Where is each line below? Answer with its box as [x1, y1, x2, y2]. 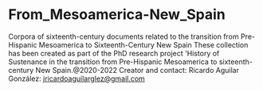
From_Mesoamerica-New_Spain [8, 6, 226, 24]
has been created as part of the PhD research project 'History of [8, 48, 220, 58]
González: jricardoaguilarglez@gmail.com [8, 74, 145, 83]
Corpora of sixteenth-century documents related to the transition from [8, 32, 239, 41]
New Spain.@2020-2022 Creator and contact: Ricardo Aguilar [35, 65, 239, 74]
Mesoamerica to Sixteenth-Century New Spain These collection [38, 40, 249, 49]
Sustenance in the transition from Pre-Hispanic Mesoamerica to [8, 57, 218, 66]
